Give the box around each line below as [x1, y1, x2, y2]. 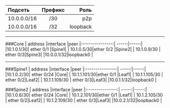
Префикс [41, 7, 65, 13]
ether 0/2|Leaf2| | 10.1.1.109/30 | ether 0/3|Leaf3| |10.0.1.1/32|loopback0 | [5, 77, 157, 83]
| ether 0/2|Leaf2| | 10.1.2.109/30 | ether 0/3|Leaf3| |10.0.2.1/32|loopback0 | [5, 97, 162, 103]
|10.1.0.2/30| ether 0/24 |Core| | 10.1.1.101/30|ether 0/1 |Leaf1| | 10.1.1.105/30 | [5, 72, 163, 77]
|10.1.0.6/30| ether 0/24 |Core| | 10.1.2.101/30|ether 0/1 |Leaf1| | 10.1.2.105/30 [5, 92, 163, 98]
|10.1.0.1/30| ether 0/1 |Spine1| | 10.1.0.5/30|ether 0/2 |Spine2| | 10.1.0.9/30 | [5, 46, 161, 52]
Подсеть [8, 7, 30, 13]
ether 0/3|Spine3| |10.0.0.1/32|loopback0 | [5, 51, 94, 58]
